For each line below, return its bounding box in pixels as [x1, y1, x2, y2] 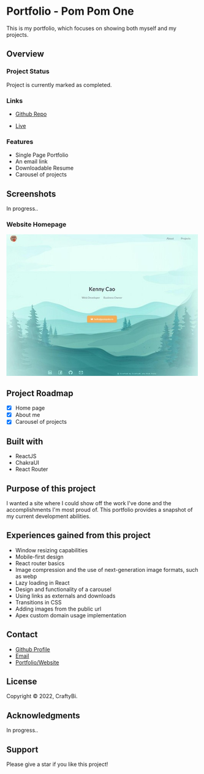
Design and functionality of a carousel [15, 585, 111, 593]
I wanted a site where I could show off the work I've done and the [6, 499, 172, 506]
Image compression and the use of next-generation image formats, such [15, 566, 198, 573]
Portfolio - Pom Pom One [6, 4, 135, 18]
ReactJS [15, 453, 37, 460]
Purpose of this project [6, 483, 96, 494]
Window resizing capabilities [15, 546, 88, 554]
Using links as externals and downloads [15, 592, 116, 599]
